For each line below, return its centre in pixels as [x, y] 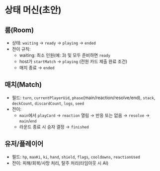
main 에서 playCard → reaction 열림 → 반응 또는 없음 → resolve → [84, 115]
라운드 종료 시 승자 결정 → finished [54, 126]
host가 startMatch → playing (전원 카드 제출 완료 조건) [73, 61]
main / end [28, 121]
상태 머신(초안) [33, 10]
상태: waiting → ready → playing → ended [54, 43]
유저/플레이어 [24, 144]
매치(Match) [23, 85]
